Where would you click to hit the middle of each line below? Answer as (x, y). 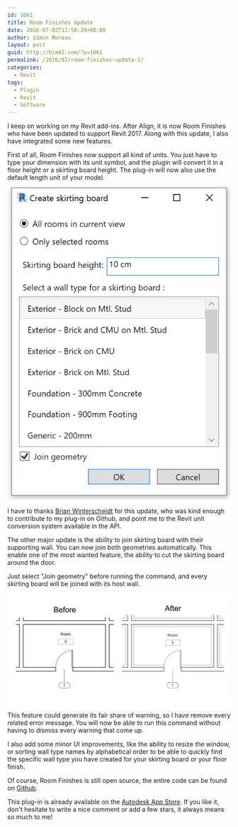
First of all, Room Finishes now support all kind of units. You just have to (112, 155)
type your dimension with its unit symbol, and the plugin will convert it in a (115, 163)
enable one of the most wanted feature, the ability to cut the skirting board (116, 555)
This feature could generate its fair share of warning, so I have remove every (119, 715)
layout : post (27, 45)
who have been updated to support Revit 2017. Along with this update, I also (118, 134)
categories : (25, 67)
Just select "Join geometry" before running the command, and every (107, 576)
